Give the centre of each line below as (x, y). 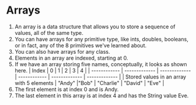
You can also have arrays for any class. (62, 51)
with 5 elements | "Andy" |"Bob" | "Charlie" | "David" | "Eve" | (89, 83)
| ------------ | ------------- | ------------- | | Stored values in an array (100, 77)
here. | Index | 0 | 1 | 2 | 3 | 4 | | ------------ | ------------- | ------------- (103, 70)
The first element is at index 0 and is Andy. (67, 89)
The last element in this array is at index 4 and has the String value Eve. (102, 96)
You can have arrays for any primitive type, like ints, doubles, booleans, (102, 39)
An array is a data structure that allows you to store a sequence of (95, 27)
